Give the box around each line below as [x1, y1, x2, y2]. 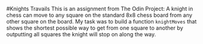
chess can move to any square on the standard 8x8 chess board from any [6, 11, 193, 19]
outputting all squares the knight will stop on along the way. [6, 31, 157, 38]
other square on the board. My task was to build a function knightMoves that [6, 18, 197, 25]
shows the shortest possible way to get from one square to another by [6, 24, 183, 31]
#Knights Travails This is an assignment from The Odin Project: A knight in [6, 5, 194, 12]
